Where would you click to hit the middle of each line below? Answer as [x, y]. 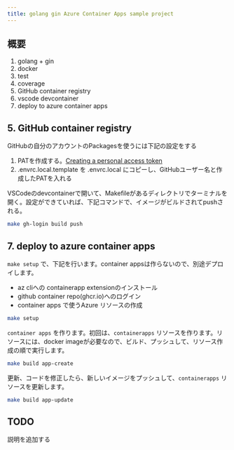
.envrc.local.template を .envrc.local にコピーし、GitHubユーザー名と [117, 170]
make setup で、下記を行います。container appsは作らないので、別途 [106, 263]
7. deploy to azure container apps [81, 246]
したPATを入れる [48, 178]
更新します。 [49, 386]
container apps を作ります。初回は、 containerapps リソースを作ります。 [112, 332]
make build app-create [40, 363]
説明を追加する [29, 439]
